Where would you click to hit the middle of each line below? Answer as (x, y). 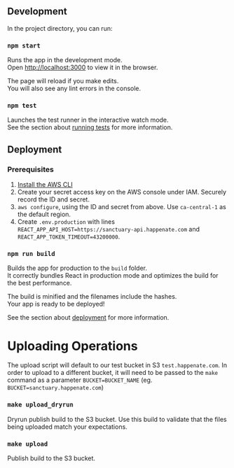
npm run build (31, 254)
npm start (24, 45)
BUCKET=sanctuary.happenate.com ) (55, 388)
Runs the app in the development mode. (65, 60)
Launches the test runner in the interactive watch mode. (88, 120)
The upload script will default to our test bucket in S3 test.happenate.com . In (117, 365)
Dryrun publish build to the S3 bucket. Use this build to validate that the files (117, 419)
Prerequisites (30, 169)
